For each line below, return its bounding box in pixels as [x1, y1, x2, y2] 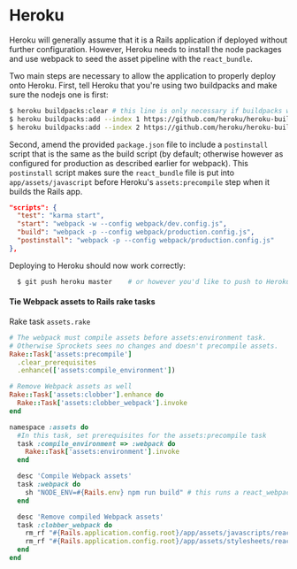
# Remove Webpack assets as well [9, 382, 133, 391]
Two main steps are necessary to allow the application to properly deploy [9, 70, 277, 81]
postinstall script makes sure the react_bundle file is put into [9, 167, 235, 178]
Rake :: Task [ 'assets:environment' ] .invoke [25, 448, 179, 457]
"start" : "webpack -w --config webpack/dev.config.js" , [17, 219, 227, 228]
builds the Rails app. [9, 186, 83, 196]
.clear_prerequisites [17, 358, 97, 367]
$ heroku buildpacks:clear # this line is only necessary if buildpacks [9, 106, 283, 115]
